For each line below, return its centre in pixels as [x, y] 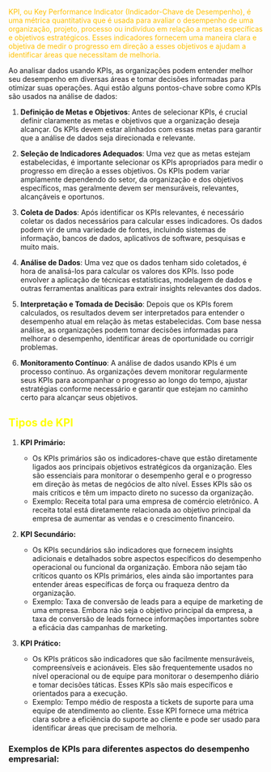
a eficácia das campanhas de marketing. [100, 627]
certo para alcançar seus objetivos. [79, 397]
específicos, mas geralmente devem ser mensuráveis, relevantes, [129, 188]
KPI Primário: [43, 442]
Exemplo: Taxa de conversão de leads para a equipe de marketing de [148, 601]
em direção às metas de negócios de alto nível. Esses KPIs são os [142, 484]
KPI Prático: [40, 643]
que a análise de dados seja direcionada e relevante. [108, 138]
